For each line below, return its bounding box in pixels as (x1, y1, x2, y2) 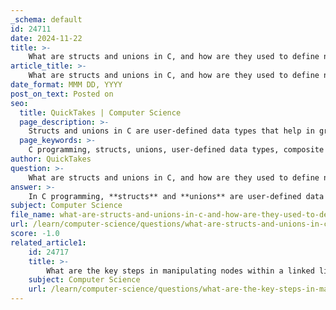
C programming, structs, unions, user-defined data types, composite (28, 145, 325, 155)
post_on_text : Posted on (10, 89, 114, 99)
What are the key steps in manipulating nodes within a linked (46, 266, 315, 276)
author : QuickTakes (10, 154, 92, 164)
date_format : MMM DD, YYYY (10, 80, 123, 90)
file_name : (10, 210, 56, 220)
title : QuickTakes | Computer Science (19, 107, 182, 118)
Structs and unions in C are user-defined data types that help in (28, 126, 315, 136)
